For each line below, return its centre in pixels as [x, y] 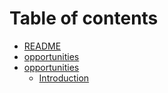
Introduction [64, 78]
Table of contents [84, 18]
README [42, 46]
